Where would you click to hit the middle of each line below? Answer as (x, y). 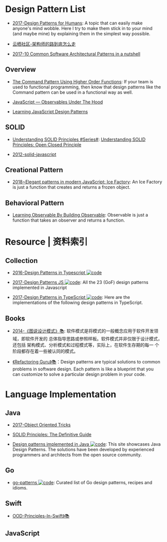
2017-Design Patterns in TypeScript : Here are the (71, 297)
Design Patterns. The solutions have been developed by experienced (83, 449)
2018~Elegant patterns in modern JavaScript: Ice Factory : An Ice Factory (87, 182)
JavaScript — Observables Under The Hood (58, 102)
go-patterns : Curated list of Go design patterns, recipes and (82, 482)
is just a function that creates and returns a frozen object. (71, 187)
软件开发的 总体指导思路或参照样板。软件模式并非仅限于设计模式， (94, 339)
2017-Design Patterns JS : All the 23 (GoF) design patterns (80, 282)
